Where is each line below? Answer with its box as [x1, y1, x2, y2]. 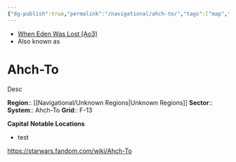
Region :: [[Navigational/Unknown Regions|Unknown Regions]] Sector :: [7, 98, 213, 107]
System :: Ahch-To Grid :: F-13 [7, 106, 93, 114]
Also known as [17, 36, 60, 46]
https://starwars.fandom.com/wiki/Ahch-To [7, 147, 132, 155]
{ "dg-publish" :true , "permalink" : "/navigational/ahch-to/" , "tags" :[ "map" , [7, 10, 228, 18]
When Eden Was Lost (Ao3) [17, 29, 98, 38]
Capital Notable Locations [7, 119, 86, 128]
